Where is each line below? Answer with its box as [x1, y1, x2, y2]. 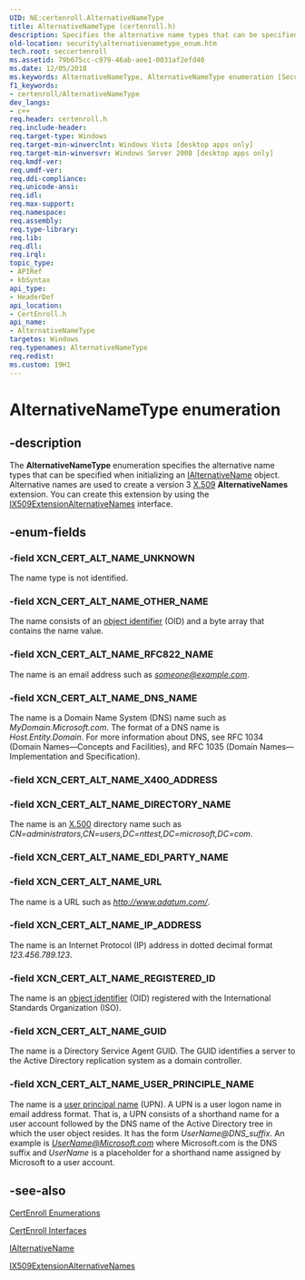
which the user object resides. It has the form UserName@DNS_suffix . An [9, 1127, 286, 1138]
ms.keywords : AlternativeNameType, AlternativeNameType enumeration [9, 73, 274, 82]
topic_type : [9, 258, 54, 268]
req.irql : [9, 250, 47, 259]
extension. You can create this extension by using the [9, 489, 210, 499]
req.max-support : [9, 199, 75, 209]
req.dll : [9, 242, 43, 251]
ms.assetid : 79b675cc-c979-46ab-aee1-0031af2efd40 [9, 55, 205, 65]
